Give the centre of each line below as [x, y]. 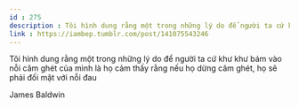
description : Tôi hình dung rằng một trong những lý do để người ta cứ [147, 26]
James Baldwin [37, 95]
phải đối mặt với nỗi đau [53, 78]
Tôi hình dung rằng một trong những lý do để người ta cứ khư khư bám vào [146, 59]
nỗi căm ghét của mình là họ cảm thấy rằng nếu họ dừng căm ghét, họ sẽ [143, 68]
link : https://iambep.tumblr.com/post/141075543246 [109, 34]
